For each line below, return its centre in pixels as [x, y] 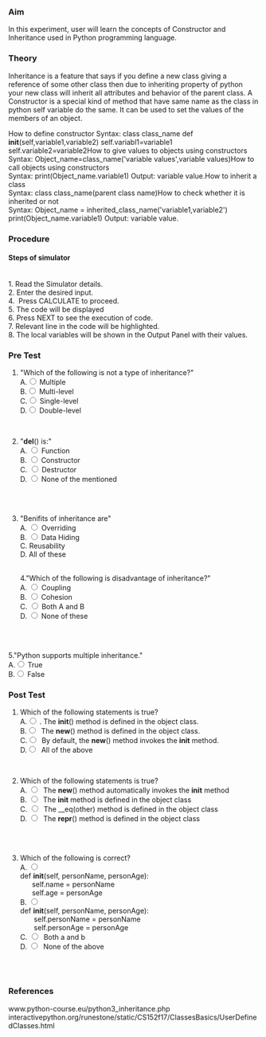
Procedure [29, 239]
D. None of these [54, 616]
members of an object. [45, 118]
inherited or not [33, 201]
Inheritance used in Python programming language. [93, 37]
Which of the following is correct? [75, 858]
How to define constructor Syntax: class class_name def [101, 133]
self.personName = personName [87, 919]
